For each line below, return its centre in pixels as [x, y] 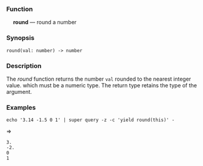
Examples [21, 107]
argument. [19, 91]
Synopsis [20, 38]
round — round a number [45, 22]
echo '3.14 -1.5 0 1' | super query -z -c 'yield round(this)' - [90, 120]
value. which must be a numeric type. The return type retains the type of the [102, 85]
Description [24, 65]
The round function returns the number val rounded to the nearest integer [99, 79]
